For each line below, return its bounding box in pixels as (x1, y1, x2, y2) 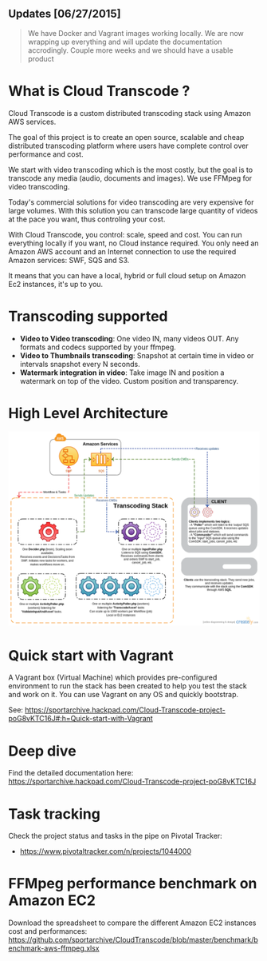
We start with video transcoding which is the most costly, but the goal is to (8, 165, 253, 174)
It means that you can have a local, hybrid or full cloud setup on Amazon (8, 270, 246, 280)
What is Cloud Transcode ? (8, 82, 190, 100)
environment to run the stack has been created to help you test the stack (8, 681, 247, 691)
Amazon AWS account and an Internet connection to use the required (8, 246, 237, 256)
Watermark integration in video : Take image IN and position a (19, 368, 225, 377)
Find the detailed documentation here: (8, 768, 134, 778)
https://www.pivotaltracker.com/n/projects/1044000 (19, 847, 191, 856)
